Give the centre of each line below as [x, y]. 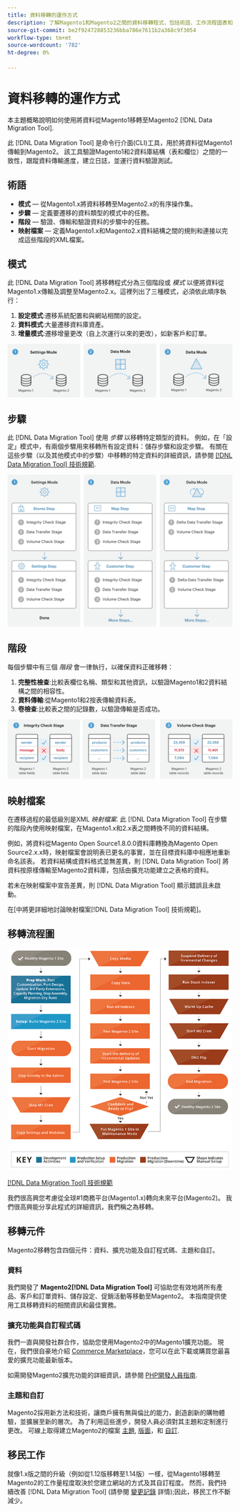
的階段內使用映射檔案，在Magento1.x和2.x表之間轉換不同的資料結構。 [110, 828]
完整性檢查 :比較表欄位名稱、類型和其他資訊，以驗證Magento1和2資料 [119, 682]
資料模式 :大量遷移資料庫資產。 [62, 324]
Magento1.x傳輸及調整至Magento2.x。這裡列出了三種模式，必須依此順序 [114, 291]
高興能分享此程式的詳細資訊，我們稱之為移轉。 [89, 1207]
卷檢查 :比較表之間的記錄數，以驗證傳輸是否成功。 [91, 709]
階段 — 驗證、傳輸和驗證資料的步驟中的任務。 [85, 221]
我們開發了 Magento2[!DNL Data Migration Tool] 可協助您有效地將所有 [112, 1287]
